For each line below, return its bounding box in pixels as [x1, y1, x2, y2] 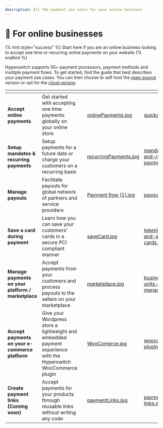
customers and [42, 277, 76, 284]
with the [42, 352, 61, 359]
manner [42, 251, 60, 258]
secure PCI [42, 239, 67, 246]
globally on [42, 117, 67, 124]
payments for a [42, 144, 77, 151]
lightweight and [42, 328, 78, 334]
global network [42, 188, 76, 195]
